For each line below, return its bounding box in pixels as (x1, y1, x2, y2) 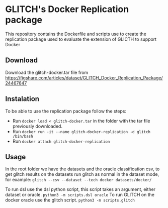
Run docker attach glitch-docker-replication (12, 138, 110, 144)
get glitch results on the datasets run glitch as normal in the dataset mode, (5, 171, 159, 177)
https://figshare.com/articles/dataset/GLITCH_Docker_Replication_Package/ (5, 74, 163, 81)
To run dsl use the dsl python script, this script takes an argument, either (5, 186, 156, 192)
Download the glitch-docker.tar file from (5, 69, 89, 75)
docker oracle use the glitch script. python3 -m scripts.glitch (5, 197, 135, 203)
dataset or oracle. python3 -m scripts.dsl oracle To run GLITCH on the (5, 192, 155, 198)
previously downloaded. (12, 123, 63, 129)
